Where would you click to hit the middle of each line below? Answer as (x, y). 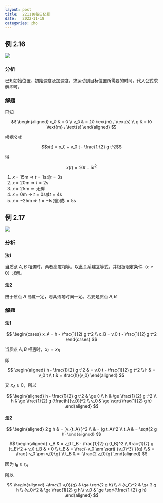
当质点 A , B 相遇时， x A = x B (33, 350)
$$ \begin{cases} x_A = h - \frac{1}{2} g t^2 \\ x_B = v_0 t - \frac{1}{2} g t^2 (81, 334)
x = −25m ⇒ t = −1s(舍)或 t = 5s (44, 201)
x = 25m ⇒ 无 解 (28, 189)
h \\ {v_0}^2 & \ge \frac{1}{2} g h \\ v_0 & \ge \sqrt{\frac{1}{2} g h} (81, 490)
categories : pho (21, 23)
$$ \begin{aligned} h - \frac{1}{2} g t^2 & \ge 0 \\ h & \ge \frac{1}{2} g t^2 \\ (81, 396)
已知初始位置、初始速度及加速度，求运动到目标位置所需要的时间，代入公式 (79, 81)
